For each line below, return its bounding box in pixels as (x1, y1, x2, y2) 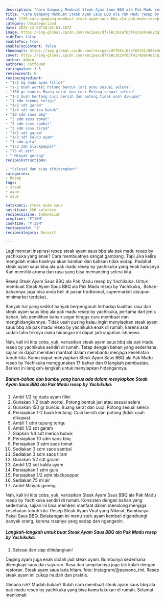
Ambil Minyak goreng (12, 482, 56, 488)
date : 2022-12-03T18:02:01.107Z (5, 26, 71, 30)
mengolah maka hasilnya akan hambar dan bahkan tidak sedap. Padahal (5, 258, 151, 264)
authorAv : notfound (5, 62, 46, 67)
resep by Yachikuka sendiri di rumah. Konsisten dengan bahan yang (5, 497, 142, 503)
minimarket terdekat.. (5, 294, 48, 300)
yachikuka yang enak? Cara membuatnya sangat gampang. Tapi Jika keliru (5, 253, 157, 259)
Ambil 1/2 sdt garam (12, 425, 53, 431)
